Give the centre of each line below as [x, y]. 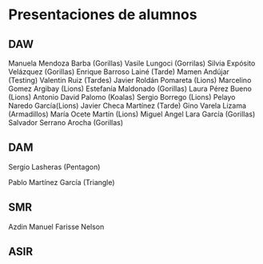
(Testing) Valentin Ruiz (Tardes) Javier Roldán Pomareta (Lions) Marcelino [130, 80]
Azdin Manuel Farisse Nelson [56, 227]
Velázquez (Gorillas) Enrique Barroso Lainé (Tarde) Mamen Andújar [119, 72]
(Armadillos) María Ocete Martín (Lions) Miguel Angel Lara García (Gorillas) [132, 114]
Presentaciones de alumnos [103, 15]
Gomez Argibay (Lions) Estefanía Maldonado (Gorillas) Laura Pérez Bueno [130, 89]
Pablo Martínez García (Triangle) [62, 182]
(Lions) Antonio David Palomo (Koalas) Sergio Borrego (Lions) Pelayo [122, 97]
